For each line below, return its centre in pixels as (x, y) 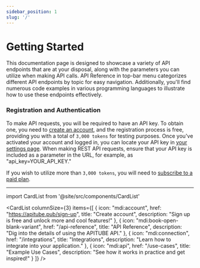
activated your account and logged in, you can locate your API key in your (97, 142)
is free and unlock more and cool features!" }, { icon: (71, 220)
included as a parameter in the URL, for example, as (70, 155)
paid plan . (18, 179)
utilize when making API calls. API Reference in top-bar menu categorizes (96, 76)
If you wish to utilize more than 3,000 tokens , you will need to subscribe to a (99, 173)
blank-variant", (24, 226)
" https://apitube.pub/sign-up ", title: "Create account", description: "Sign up (98, 214)
